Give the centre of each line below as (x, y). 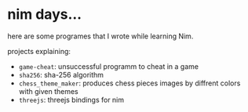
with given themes (49, 91)
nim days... (45, 14)
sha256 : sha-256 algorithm (61, 74)
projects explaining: (39, 51)
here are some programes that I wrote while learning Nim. (100, 36)
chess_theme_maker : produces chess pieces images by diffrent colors (129, 83)
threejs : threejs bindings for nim (71, 99)
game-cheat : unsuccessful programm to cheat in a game (109, 66)
